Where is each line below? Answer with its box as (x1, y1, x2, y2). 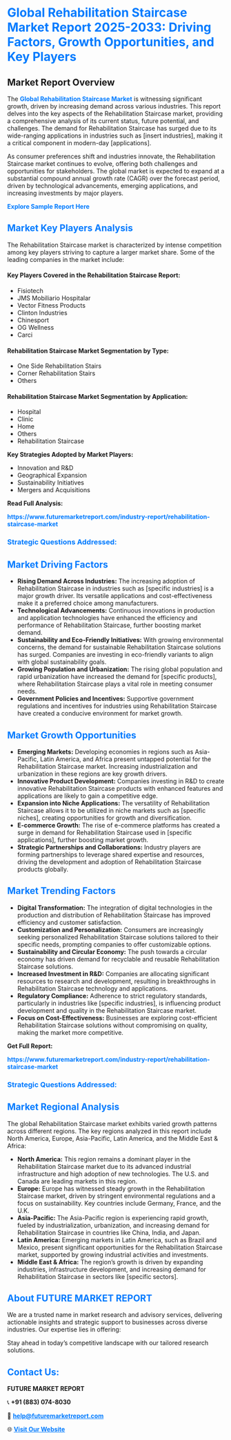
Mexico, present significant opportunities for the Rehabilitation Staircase (17, 1243, 223, 1251)
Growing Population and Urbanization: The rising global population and (17, 665, 223, 673)
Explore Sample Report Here (7, 203, 90, 210)
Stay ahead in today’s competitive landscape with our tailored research (7, 1339, 209, 1347)
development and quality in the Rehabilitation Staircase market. (17, 1006, 197, 1014)
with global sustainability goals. (17, 658, 107, 666)
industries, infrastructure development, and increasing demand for (17, 1265, 207, 1273)
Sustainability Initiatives (17, 478, 85, 487)
